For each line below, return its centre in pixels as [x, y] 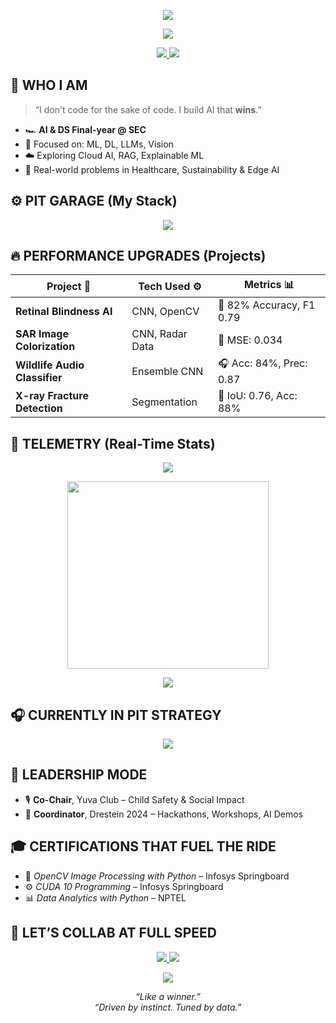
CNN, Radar [159, 334]
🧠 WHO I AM [49, 85]
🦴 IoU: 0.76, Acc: [257, 396]
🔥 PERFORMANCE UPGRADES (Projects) [138, 256]
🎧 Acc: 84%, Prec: [262, 363]
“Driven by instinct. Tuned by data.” [168, 1007]
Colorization [45, 347]
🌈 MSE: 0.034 [250, 340]
